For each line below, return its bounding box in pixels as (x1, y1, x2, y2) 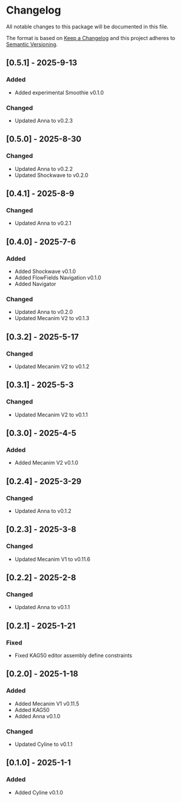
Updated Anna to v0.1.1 (14, 604, 70, 611)
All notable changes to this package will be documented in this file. (6, 23, 169, 30)
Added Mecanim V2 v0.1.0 (14, 459, 78, 466)
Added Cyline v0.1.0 (14, 788, 63, 796)
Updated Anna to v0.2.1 (14, 219, 72, 227)
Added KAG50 (14, 706, 50, 714)
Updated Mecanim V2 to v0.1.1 (14, 411, 88, 418)
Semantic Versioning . (6, 41, 58, 48)
